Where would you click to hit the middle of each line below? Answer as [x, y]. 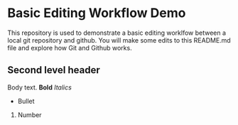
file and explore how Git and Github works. [70, 48]
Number [29, 114]
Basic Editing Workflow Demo [97, 13]
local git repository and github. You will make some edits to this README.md [119, 40]
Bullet [26, 101]
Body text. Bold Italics [40, 87]
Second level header [54, 70]
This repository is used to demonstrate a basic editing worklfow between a [117, 33]
